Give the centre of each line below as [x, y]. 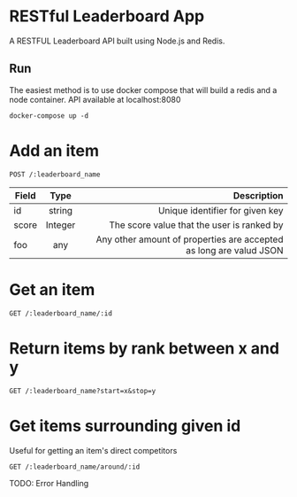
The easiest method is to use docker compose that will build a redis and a [143, 89]
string [61, 210]
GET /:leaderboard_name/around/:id [75, 467]
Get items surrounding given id [125, 426]
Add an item [54, 150]
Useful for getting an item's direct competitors [93, 450]
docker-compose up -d [49, 116]
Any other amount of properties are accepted [190, 239]
